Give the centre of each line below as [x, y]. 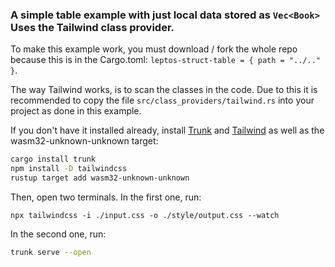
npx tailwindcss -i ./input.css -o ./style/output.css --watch [145, 215]
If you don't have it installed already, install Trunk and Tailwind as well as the [167, 130]
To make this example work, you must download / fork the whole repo [154, 49]
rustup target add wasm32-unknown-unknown [100, 178]
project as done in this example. [76, 111]
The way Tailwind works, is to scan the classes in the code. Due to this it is [164, 90]
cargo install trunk [53, 159]
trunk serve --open [51, 252]
